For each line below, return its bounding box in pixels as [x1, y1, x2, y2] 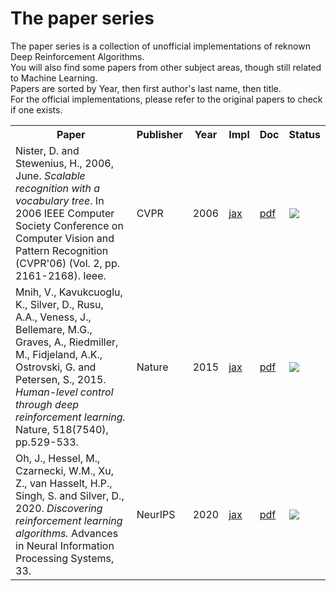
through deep [15, 397, 80, 411]
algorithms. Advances [15, 526, 119, 540]
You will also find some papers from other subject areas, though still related [10, 61, 322, 73]
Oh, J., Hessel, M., [15, 451, 101, 465]
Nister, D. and [15, 143, 80, 157]
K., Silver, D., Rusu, [15, 297, 104, 311]
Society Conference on [15, 218, 124, 232]
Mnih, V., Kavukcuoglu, [15, 285, 123, 299]
